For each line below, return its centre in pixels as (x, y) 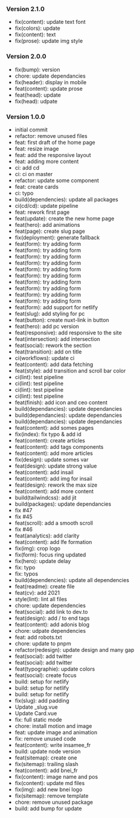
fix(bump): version (38, 69)
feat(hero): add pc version (47, 326)
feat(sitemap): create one (46, 758)
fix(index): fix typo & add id (48, 434)
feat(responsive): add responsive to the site (68, 333)
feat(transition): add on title (48, 352)
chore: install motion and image (53, 726)
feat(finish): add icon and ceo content (61, 402)
